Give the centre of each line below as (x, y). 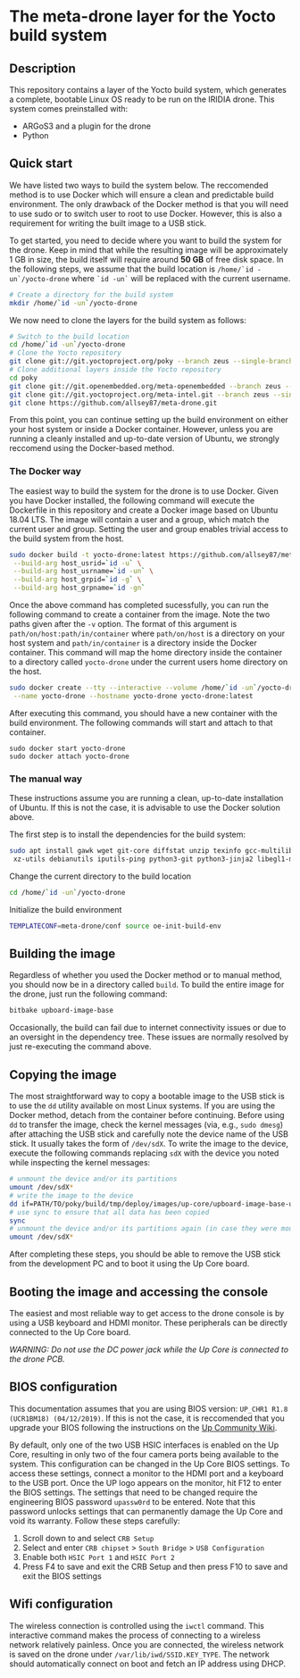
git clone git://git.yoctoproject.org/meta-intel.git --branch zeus (139, 395)
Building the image (62, 954)
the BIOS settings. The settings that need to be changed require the (133, 1492)
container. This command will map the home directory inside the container (146, 653)
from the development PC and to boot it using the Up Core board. (129, 1264)
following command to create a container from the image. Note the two (140, 614)
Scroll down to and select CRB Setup (88, 1538)
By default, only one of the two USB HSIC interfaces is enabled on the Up (144, 1445)
